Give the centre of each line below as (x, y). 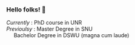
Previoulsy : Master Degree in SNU (49, 29)
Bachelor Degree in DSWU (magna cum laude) (71, 35)
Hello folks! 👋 (26, 10)
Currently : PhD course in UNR (44, 23)
